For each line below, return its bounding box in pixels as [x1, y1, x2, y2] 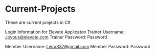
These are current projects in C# [5, 19, 71, 25]
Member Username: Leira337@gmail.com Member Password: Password [5, 43, 151, 49]
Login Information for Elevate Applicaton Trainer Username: [5, 29, 125, 35]
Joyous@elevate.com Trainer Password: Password [5, 34, 108, 40]
